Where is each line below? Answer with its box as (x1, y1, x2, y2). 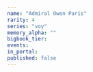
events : (7, 42, 29, 49)
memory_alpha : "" (7, 29, 57, 36)
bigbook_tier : (7, 36, 48, 43)
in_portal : (7, 49, 38, 56)
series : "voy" (7, 23, 48, 29)
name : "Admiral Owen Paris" (7, 10, 88, 17)
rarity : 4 (7, 16, 36, 23)
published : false (7, 55, 57, 62)
